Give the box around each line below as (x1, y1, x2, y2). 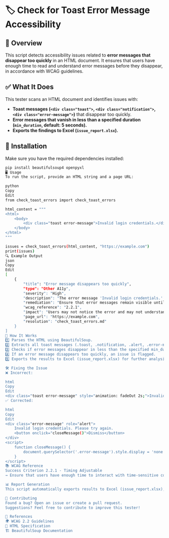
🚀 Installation (5, 142, 47, 151)
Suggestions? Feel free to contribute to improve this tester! (5, 505, 141, 510)
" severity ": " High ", (23, 291, 66, 296)
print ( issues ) (5, 249, 35, 254)
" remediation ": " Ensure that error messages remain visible (23, 300, 152, 306)
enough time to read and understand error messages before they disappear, (5, 63, 163, 69)
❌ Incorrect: (5, 370, 33, 375)
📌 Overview (5, 39, 42, 47)
